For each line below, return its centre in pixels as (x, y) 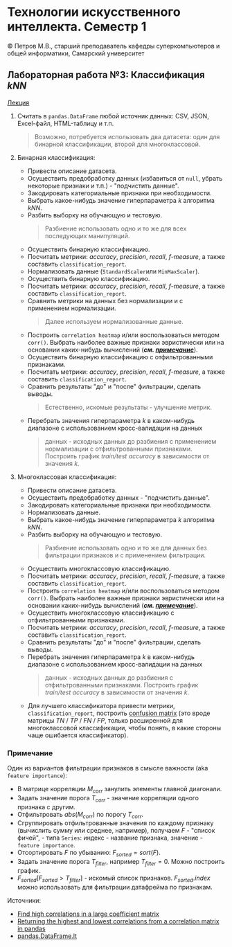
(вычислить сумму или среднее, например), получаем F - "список (116, 831)
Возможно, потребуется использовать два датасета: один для (127, 136)
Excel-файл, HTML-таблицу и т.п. (65, 123)
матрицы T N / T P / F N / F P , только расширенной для (105, 720)
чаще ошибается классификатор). (78, 735)
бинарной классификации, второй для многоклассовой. (117, 144)
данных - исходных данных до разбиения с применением (131, 441)
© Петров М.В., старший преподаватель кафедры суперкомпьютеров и (114, 46)
